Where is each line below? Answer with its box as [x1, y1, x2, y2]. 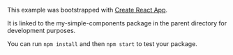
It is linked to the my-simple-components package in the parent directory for [7, 19, 227, 27]
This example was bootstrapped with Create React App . [7, 6, 168, 14]
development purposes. [7, 27, 76, 34]
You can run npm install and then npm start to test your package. [7, 40, 197, 47]
